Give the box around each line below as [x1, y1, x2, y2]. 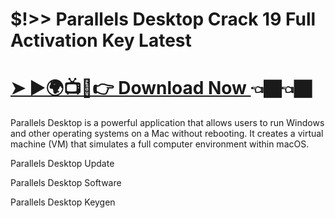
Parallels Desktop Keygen [10, 196, 116, 208]
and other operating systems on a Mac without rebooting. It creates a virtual [10, 128, 324, 140]
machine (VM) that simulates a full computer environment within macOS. [10, 138, 310, 150]
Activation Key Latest [10, 29, 192, 52]
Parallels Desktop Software [10, 177, 122, 189]
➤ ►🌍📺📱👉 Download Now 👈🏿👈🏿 [10, 77, 312, 100]
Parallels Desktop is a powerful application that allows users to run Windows [10, 117, 325, 129]
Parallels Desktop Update [10, 158, 115, 170]
